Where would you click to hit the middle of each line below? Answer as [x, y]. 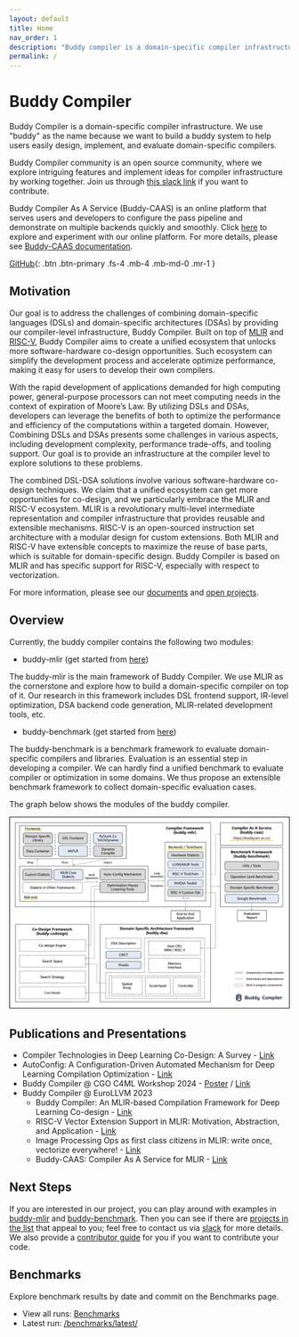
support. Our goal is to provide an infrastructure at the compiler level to [140, 453]
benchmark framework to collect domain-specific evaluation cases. [133, 787]
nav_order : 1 [33, 37]
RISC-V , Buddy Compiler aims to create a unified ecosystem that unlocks [143, 341]
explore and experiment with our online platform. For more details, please [144, 237]
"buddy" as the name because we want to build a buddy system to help [140, 136]
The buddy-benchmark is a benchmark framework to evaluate [123, 748]
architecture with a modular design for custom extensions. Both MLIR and [144, 537]
